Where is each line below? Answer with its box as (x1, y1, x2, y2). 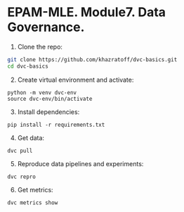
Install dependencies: (17, 107, 80, 116)
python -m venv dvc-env (7, 89, 77, 96)
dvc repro (7, 173, 37, 180)
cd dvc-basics (7, 63, 49, 70)
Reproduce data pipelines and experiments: (17, 159, 144, 168)
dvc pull (7, 147, 33, 154)
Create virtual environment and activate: (17, 75, 134, 84)
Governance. (7, 19, 85, 35)
